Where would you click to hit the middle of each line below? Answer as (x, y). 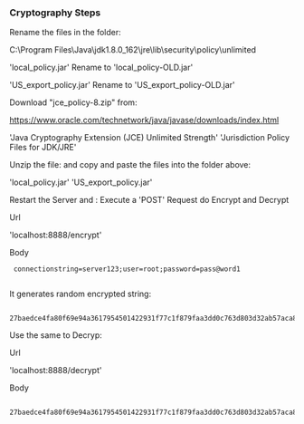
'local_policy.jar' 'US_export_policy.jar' (81, 182)
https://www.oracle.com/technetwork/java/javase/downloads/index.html (144, 120)
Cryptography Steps (55, 13)
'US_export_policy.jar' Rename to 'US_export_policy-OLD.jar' (122, 85)
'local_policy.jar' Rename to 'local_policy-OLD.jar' (101, 67)
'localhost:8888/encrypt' (56, 235)
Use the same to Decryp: (56, 335)
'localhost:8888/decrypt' (56, 371)
